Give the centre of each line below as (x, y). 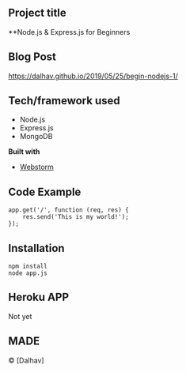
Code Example (45, 192)
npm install (28, 267)
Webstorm (36, 167)
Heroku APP (39, 297)
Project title (38, 13)
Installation (36, 248)
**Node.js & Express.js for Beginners (69, 32)
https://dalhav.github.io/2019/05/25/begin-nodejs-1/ (93, 76)
